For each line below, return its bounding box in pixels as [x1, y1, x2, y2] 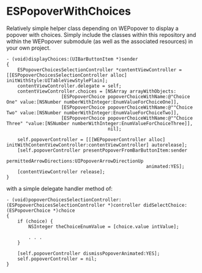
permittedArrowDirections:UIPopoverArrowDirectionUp [6, 158, 144, 164]
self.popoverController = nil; [17, 256, 97, 262]
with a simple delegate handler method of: [6, 185, 113, 192]
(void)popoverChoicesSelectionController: [12, 196, 122, 203]
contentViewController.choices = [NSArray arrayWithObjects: [17, 88, 176, 94]
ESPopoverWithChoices [6, 4, 132, 18]
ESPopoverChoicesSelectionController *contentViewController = [17, 66, 182, 73]
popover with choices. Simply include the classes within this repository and [6, 31, 196, 38]
